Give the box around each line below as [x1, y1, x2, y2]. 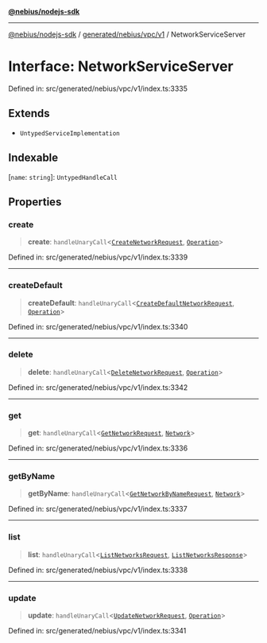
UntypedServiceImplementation [19, 129, 121, 138]
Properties [8, 195, 62, 208]
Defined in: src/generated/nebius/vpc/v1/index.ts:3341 [8, 626, 187, 636]
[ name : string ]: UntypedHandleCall [8, 172, 118, 181]
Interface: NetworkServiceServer [8, 57, 234, 76]
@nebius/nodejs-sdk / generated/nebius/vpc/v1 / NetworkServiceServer [8, 29, 246, 39]
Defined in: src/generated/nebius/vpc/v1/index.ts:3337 [8, 505, 188, 514]
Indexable [8, 151, 59, 165]
